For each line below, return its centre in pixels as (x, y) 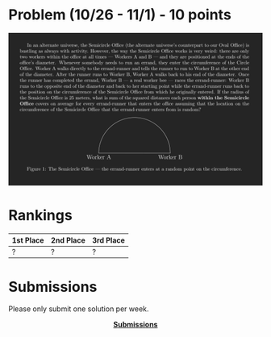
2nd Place (69, 240)
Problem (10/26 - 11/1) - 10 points (120, 15)
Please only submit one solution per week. (79, 309)
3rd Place (108, 240)
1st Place (28, 240)
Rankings (40, 216)
